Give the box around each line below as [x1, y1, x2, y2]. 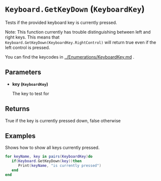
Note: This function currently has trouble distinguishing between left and [5, 29, 151, 35]
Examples [5, 132, 36, 140]
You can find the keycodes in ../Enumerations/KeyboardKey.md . [5, 54, 135, 60]
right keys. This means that [5, 34, 60, 40]
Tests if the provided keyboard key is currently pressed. [5, 20, 117, 25]
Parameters [5, 68, 41, 77]
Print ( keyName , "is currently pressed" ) [18, 163, 101, 168]
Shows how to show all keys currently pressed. [5, 145, 100, 151]
